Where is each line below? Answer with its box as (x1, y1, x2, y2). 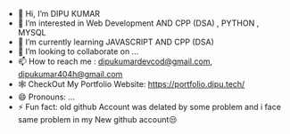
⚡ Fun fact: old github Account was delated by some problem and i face (17, 102, 281, 112)
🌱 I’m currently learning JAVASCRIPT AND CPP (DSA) (17, 36, 214, 47)
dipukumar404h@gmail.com (17, 69, 123, 79)
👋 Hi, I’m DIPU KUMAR (17, 9, 101, 19)
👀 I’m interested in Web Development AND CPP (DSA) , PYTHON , (17, 18, 260, 28)
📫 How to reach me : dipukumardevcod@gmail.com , (17, 56, 212, 67)
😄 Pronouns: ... (17, 91, 76, 102)
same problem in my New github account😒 (17, 114, 178, 124)
